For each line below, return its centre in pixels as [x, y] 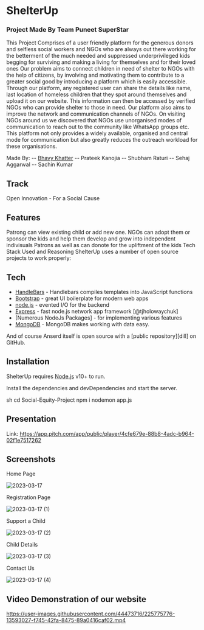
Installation [28, 362]
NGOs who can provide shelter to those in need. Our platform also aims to [99, 108]
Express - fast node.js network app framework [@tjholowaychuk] [97, 311]
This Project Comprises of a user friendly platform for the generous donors [100, 43]
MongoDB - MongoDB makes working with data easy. [82, 324]
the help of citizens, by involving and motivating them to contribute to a [95, 75]
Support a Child [26, 521]
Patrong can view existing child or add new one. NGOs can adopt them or [98, 233]
